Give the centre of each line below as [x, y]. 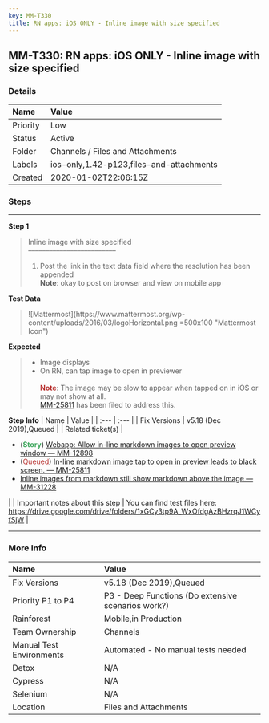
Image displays [65, 363]
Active [62, 139]
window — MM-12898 [56, 453]
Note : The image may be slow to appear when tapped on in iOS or [149, 388]
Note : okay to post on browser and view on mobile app [130, 283]
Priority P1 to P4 [43, 600]
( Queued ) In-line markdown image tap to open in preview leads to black [138, 461]
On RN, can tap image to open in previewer [111, 371]
